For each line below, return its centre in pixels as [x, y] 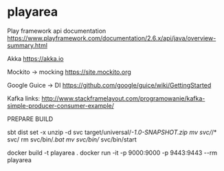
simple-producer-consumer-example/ [61, 105]
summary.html [27, 45]
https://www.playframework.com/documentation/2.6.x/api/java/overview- [112, 38]
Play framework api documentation [57, 31]
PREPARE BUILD [30, 119]
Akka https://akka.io [35, 58]
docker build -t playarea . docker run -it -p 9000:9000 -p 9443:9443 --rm [112, 153]
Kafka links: [24, 98]
